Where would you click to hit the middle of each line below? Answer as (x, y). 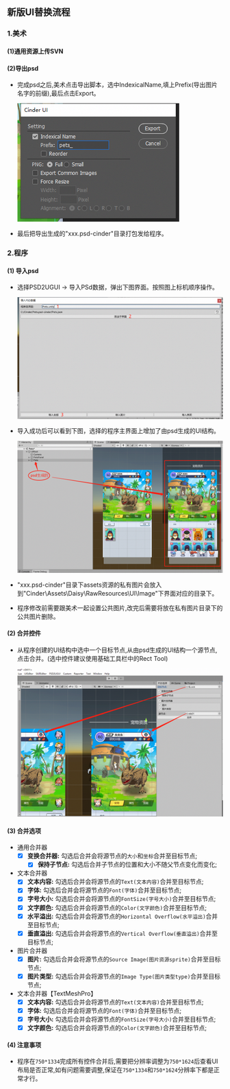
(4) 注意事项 (24, 1044)
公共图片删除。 (38, 616)
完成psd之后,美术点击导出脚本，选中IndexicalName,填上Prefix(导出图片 (117, 85)
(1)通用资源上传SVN (35, 51)
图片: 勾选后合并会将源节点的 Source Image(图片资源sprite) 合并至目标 (124, 959)
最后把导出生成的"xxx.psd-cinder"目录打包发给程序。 (92, 234)
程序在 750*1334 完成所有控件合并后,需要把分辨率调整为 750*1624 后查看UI (117, 1062)
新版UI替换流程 (39, 12)
